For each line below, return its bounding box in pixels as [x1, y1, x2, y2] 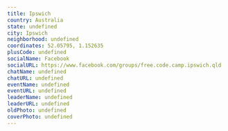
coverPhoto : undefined [7, 113, 73, 120]
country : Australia [7, 17, 64, 24]
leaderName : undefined [7, 94, 73, 101]
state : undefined [7, 23, 58, 30]
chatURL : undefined [7, 74, 64, 82]
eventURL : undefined [7, 87, 67, 94]
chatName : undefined [7, 68, 67, 75]
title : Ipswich [7, 10, 51, 17]
